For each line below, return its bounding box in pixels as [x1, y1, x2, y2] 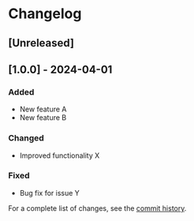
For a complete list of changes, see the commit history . [8, 203, 187, 213]
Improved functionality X [19, 151, 100, 160]
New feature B [19, 113, 67, 122]
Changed [8, 133, 45, 144]
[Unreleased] [8, 36, 75, 50]
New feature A [19, 104, 67, 114]
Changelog [8, 5, 82, 23]
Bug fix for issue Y [19, 188, 80, 197]
